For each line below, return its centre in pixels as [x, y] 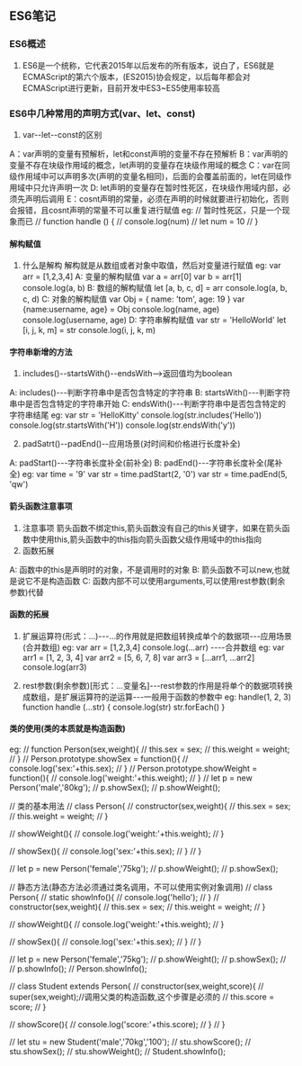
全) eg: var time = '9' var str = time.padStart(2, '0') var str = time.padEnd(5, [148, 474]
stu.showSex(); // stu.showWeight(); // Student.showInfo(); [118, 1051]
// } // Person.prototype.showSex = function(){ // [99, 759]
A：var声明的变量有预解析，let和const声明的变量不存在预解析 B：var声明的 [149, 154]
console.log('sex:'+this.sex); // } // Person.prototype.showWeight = [133, 768]
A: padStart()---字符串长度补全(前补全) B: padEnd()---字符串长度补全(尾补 [146, 463]
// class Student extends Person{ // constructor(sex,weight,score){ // [137, 986]
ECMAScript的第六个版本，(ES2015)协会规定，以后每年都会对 [136, 77]
